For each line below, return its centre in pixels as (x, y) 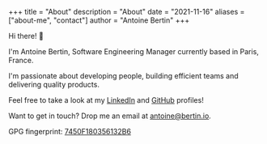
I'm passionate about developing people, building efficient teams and (123, 76)
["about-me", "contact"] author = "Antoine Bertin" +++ (99, 20)
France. (21, 60)
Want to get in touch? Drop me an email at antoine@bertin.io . (110, 116)
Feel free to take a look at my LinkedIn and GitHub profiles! (106, 100)
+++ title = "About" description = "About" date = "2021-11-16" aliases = (127, 12)
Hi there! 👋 (26, 36)
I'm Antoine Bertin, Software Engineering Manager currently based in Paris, (133, 51)
